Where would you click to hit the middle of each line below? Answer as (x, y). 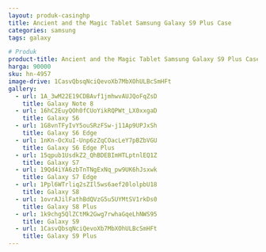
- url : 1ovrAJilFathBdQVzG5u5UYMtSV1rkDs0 (86, 199)
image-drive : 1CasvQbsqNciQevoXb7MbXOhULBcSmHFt (90, 81)
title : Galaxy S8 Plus (60, 207)
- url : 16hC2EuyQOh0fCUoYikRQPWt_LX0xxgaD (86, 111)
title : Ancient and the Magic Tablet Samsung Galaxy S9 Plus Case (120, 23)
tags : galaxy (30, 38)
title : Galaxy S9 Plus (60, 236)
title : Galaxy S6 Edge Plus (68, 147)
